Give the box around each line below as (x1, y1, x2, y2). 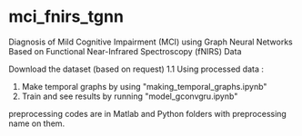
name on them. (8, 118, 65, 129)
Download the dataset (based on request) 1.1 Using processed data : (8, 63, 265, 74)
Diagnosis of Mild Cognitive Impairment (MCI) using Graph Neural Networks (8, 36, 293, 47)
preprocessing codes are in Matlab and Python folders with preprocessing (8, 108, 287, 119)
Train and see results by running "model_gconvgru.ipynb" (21, 91, 238, 102)
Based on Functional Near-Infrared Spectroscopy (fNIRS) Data (8, 45, 242, 56)
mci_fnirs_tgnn (8, 6, 125, 27)
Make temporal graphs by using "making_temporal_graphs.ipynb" (21, 81, 267, 92)
